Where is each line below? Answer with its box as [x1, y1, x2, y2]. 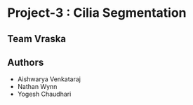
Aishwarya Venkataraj [17, 75, 81, 83]
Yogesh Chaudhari [17, 90, 72, 99]
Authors [7, 56, 44, 68]
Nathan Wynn [17, 83, 58, 91]
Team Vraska [7, 33, 67, 45]
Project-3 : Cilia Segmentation [7, 5, 187, 21]
